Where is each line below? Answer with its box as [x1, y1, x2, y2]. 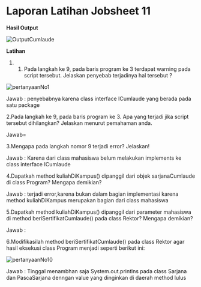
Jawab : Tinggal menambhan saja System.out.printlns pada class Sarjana [6, 267, 187, 274]
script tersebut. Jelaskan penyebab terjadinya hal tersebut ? [23, 71, 173, 79]
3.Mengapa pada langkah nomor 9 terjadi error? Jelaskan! [6, 142, 150, 150]
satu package [6, 101, 40, 109]
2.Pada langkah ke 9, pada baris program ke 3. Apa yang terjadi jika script [6, 113, 189, 120]
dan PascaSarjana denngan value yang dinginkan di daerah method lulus [6, 274, 187, 281]
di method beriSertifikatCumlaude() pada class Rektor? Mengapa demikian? [6, 214, 193, 222]
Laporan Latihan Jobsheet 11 [6, 4, 151, 18]
